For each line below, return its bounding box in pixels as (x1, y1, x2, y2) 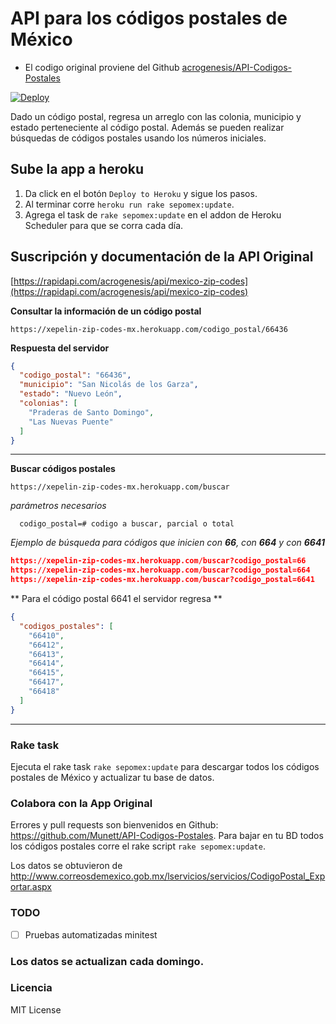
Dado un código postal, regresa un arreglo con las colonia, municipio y (10, 110, 302, 122)
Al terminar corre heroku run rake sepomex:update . (24, 198, 235, 210)
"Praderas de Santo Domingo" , (28, 407, 155, 417)
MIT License (10, 1003, 62, 1016)
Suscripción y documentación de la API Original (10, 248, 314, 266)
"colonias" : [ (19, 398, 78, 409)
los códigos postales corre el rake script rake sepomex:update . (10, 840, 266, 852)
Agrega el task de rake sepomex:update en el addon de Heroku (24, 208, 282, 221)
